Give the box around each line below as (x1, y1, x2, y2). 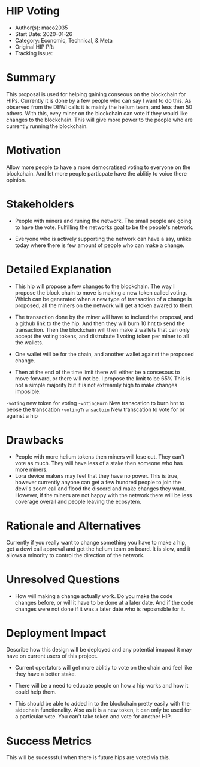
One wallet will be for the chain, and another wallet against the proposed (14, 350, 195, 358)
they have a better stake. (14, 670, 77, 677)
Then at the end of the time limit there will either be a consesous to (14, 368, 180, 376)
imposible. (14, 388, 41, 395)
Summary (6, 71, 56, 85)
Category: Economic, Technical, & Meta (14, 37, 113, 44)
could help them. (14, 688, 57, 695)
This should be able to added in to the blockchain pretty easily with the (14, 700, 190, 707)
